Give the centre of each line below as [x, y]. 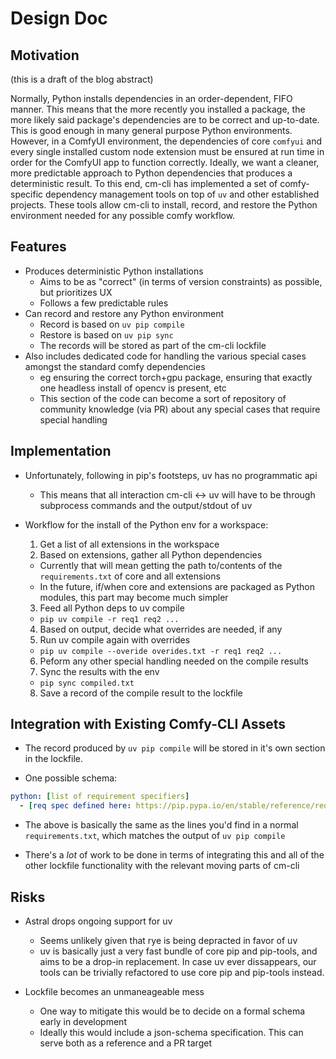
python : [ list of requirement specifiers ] [100, 797]
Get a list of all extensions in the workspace [129, 544]
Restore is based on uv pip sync [106, 334]
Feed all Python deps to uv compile [112, 608]
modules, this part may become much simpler [134, 597]
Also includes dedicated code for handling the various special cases [165, 356]
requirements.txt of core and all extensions [130, 576]
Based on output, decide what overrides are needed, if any [161, 629]
